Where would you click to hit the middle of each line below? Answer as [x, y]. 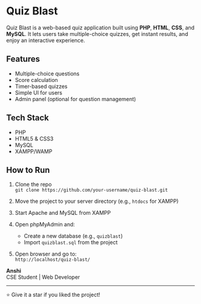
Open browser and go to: [45, 254]
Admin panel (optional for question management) [75, 99]
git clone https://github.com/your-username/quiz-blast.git [91, 190]
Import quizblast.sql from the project [71, 242]
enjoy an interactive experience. [46, 40]
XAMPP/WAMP [33, 151]
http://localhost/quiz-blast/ [53, 260]
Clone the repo [33, 184]
